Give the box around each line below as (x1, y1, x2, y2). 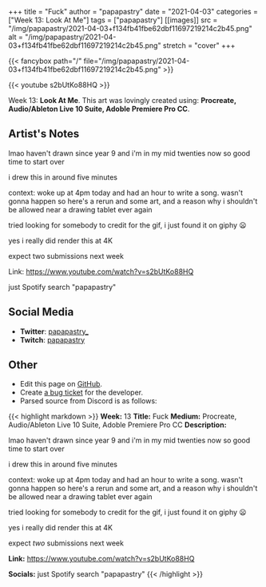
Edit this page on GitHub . (19, 379, 102, 389)
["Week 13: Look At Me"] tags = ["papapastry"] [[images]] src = (8, 15, 218, 25)
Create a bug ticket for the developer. (19, 387, 144, 398)
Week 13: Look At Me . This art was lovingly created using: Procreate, (8, 96, 237, 105)
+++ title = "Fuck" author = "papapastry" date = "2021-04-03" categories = (8, 7, 258, 16)
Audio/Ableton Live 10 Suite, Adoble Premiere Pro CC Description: (8, 420, 227, 430)
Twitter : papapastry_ (19, 327, 89, 336)
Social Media (8, 305, 74, 319)
